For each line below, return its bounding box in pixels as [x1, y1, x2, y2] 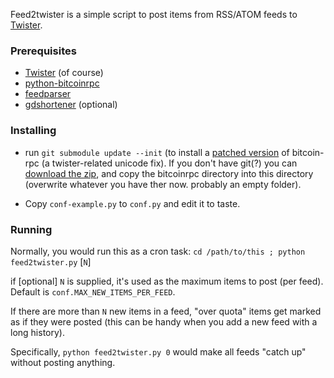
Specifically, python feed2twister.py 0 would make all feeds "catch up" [10, 345, 307, 358]
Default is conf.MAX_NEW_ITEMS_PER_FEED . [10, 285, 176, 298]
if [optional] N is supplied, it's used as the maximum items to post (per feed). [10, 275, 324, 287]
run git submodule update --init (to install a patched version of [24, 146, 290, 158]
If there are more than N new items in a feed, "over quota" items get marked [10, 305, 322, 317]
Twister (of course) [24, 67, 104, 79]
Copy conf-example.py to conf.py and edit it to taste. [24, 197, 241, 209]
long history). [10, 326, 65, 338]
